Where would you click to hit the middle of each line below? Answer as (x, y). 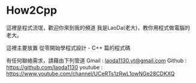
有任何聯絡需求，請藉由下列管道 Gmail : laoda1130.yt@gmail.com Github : (97, 60)
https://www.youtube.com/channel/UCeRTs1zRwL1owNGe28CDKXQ (91, 73)
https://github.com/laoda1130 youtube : (55, 67)
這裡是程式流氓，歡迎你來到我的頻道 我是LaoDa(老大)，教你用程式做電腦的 (98, 27)
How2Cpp (32, 10)
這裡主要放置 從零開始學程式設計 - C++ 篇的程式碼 (68, 48)
